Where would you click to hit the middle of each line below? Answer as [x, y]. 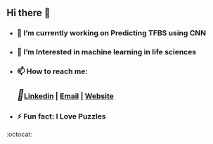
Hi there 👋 [28, 13]
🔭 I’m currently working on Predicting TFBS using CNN [111, 33]
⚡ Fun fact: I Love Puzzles [61, 116]
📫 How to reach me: [52, 71]
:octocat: [19, 134]
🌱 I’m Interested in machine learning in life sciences [106, 52]
